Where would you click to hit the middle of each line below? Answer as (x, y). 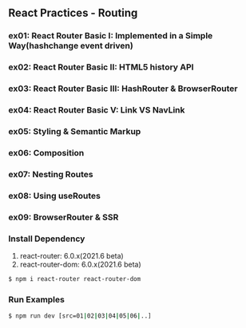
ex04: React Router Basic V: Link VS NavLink (97, 110)
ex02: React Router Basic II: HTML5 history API (101, 67)
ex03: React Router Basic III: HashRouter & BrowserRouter (123, 89)
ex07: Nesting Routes (51, 174)
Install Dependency (47, 239)
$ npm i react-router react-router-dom (75, 279)
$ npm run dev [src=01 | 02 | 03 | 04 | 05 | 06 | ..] (80, 316)
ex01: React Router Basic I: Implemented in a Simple (111, 36)
